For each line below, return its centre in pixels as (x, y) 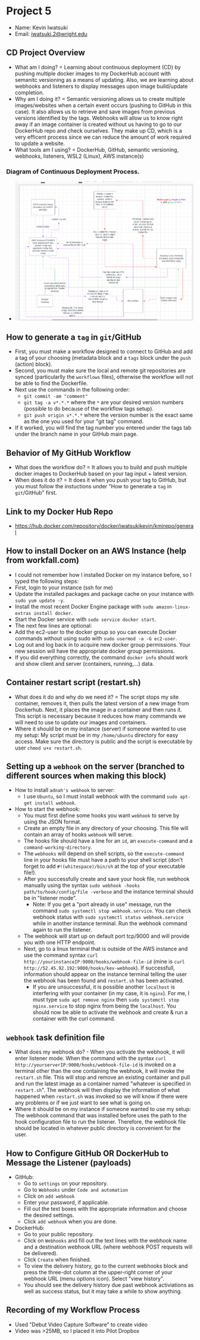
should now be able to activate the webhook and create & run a (110, 1012)
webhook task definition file (56, 1037)
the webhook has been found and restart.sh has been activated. (104, 981)
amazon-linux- (173, 607)
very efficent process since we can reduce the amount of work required (103, 137)
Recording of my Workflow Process (73, 1310)
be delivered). (41, 1253)
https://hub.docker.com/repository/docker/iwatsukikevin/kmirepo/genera (104, 526)
